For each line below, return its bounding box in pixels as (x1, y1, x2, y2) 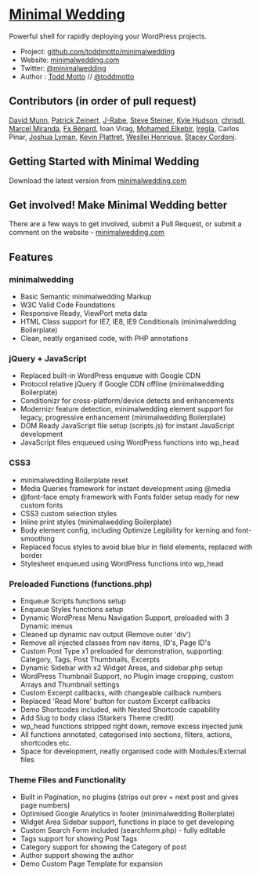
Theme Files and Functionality (9, 774, 126, 785)
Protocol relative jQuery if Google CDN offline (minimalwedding (20, 379, 225, 389)
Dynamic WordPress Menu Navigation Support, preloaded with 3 (20, 613, 229, 622)
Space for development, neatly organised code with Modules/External (20, 746, 247, 756)
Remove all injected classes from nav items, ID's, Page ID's (20, 638, 211, 647)
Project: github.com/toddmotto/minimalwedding (20, 46, 175, 56)
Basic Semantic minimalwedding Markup (20, 292, 152, 302)
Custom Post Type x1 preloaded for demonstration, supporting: (20, 646, 224, 655)
